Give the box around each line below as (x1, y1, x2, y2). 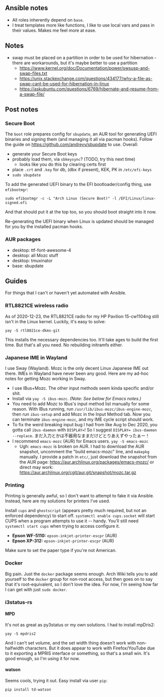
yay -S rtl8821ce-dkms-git (5, 328, 60, 333)
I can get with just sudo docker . (5, 586, 67, 593)
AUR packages (5, 236, 41, 243)
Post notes (5, 105, 39, 114)
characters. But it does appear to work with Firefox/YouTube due (25, 645, 155, 651)
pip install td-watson (5, 687, 51, 692)
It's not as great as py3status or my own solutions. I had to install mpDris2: (5, 621, 155, 627)
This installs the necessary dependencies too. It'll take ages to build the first (5, 336, 159, 342)
